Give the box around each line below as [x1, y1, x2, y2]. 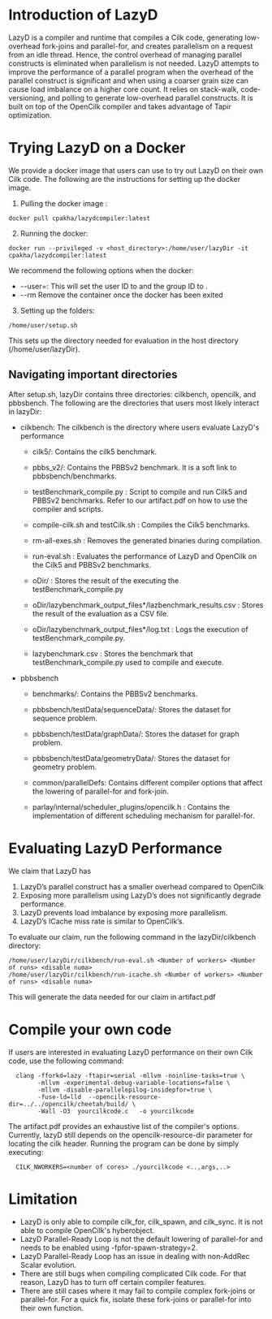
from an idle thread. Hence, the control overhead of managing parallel [8, 50, 242, 59]
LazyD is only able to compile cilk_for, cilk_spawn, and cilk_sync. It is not [19, 1217, 264, 1226]
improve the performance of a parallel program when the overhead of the [8, 67, 254, 76]
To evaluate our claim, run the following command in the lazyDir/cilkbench [8, 932, 257, 941]
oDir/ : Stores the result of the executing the [32, 575, 179, 586]
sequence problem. [32, 713, 97, 723]
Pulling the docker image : [19, 198, 108, 208]
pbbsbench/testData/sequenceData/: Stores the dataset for [32, 704, 231, 714]
